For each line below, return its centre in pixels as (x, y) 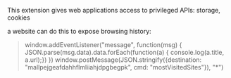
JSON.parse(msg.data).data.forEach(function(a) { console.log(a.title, (124, 52)
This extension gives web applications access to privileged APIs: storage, (114, 10)
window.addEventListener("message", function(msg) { (103, 45)
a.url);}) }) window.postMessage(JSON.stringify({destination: (113, 60)
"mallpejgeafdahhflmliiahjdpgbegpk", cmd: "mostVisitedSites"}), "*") (124, 67)
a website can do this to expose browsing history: (79, 31)
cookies (19, 18)
